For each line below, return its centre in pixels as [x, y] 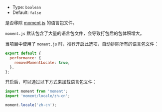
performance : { [25, 58]
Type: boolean [27, 7]
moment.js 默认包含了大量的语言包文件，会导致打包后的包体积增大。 [75, 33]
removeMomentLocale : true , [42, 62]
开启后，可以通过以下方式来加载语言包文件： [51, 82]
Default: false [27, 12]
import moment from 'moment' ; [37, 92]
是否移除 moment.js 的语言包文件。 [41, 23]
